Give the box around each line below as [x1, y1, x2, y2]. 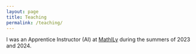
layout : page [6, 8, 39, 15]
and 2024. [6, 42, 32, 49]
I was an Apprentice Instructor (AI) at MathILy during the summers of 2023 [6, 36, 191, 43]
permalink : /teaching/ [6, 20, 63, 26]
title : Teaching [6, 14, 47, 20]
